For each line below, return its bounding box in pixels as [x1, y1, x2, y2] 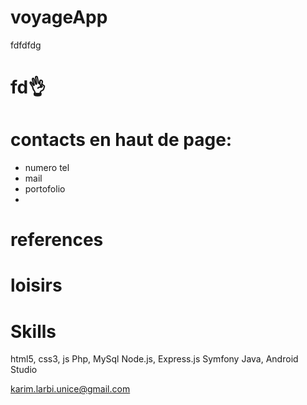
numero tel [24, 162, 70, 174]
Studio [10, 364, 38, 376]
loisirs [10, 274, 63, 297]
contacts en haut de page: [10, 129, 233, 151]
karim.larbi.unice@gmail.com [10, 383, 131, 395]
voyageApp [10, 6, 108, 29]
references [10, 229, 104, 251]
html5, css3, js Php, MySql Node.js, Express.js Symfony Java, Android [10, 353, 299, 365]
